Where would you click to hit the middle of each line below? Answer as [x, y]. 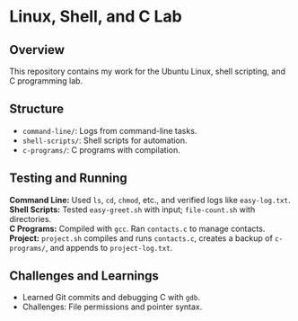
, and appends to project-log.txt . [109, 247]
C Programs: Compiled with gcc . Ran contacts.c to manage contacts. [137, 228]
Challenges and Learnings [84, 276]
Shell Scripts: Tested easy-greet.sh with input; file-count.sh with [132, 210]
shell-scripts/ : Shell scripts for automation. [105, 140]
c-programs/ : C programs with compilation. [101, 149]
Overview [37, 50]
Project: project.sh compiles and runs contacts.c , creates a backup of [141, 238]
